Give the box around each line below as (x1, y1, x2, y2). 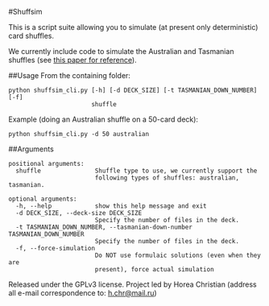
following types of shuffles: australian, (94, 174, 240, 182)
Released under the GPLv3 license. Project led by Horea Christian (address (8, 279, 257, 289)
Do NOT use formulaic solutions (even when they (94, 251, 262, 259)
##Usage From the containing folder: (8, 71, 131, 80)
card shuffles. (8, 31, 55, 40)
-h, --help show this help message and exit (15, 202, 207, 210)
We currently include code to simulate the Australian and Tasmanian (8, 47, 234, 56)
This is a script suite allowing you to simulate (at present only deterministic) (8, 23, 259, 31)
